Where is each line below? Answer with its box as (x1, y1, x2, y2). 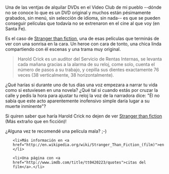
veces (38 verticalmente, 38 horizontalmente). (17, 72, 115, 78)
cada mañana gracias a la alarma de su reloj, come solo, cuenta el (17, 62, 155, 67)
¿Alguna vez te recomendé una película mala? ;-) (5, 128, 107, 134)
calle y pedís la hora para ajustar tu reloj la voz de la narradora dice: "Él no (5, 93, 160, 98)
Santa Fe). (5, 26, 27, 32)
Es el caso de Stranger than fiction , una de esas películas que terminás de (5, 35, 159, 41)
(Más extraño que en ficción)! (5, 119, 67, 124)
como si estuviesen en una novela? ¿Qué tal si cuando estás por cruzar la (5, 87, 158, 93)
